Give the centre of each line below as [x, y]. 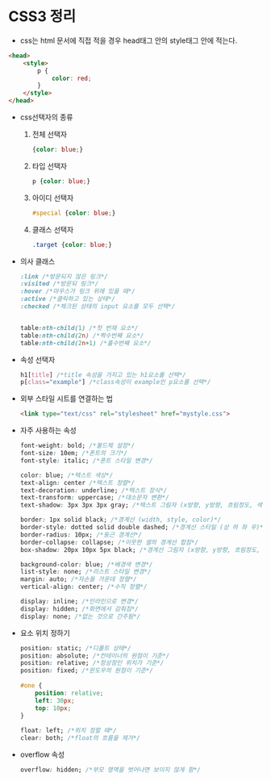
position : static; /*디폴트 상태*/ [75, 648]
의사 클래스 [38, 261]
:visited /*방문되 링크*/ [59, 284]
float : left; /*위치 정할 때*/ [68, 731]
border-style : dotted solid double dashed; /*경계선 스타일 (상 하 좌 [133, 528]
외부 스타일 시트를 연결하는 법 [66, 399]
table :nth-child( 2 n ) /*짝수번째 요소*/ [82, 336]
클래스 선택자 [53, 229]
